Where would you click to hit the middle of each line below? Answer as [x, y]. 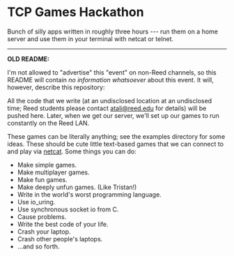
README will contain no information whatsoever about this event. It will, [111, 80]
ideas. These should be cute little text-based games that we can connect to [116, 144]
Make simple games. [47, 165]
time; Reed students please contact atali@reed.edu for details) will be [107, 108]
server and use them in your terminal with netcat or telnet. [91, 38]
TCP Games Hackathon [76, 12]
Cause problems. [42, 216]
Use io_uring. [36, 202]
